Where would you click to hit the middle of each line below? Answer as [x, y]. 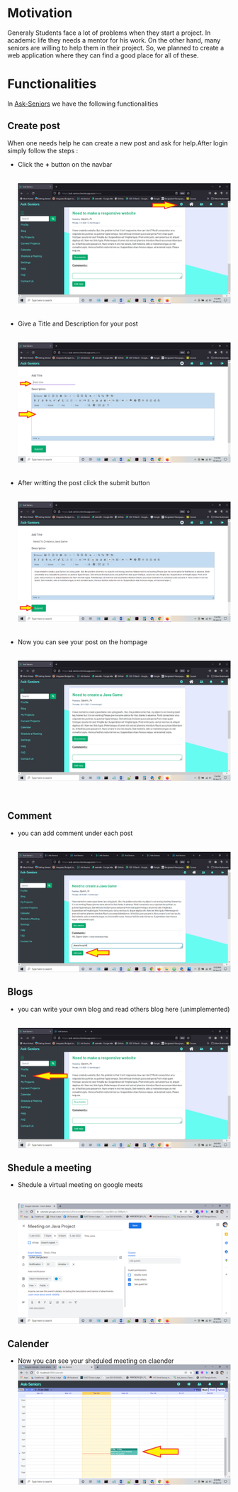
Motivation [40, 13]
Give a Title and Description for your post [78, 324]
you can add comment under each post [75, 833]
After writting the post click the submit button [84, 482]
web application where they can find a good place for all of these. [103, 55]
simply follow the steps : [43, 150]
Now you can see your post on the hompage [83, 642]
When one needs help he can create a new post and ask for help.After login [118, 143]
